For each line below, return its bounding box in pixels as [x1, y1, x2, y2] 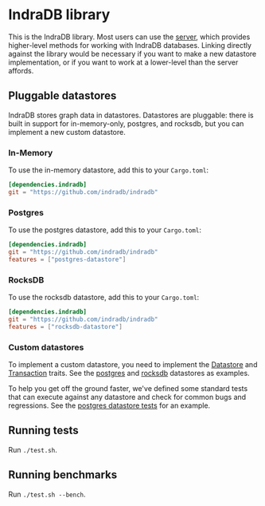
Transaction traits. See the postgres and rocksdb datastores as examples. [8, 368, 250, 378]
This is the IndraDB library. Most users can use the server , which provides [8, 32, 251, 42]
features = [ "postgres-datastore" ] [8, 255, 127, 263]
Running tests [8, 424, 80, 437]
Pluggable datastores [8, 89, 117, 103]
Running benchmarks [8, 468, 118, 482]
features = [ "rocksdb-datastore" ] [8, 322, 123, 330]
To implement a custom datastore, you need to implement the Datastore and [8, 359, 258, 369]
